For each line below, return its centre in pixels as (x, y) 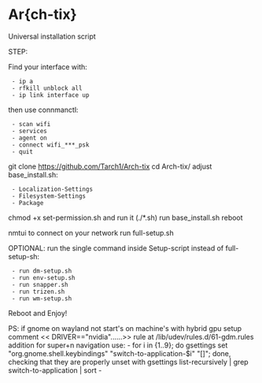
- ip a (22, 81)
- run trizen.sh (38, 292)
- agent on (29, 138)
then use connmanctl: (43, 110)
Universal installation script (52, 36)
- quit (22, 151)
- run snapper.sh (40, 284)
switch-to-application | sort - (55, 370)
